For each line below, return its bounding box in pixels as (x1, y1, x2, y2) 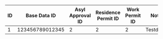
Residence (95, 9, 121, 16)
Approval (69, 12, 91, 19)
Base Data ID (26, 12, 56, 19)
